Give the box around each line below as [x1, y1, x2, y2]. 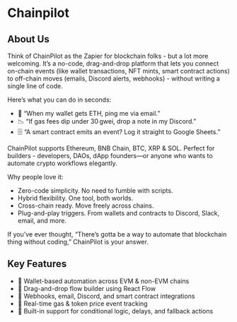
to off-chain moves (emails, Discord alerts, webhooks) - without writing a [7, 74, 221, 83]
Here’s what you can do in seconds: [7, 95, 112, 104]
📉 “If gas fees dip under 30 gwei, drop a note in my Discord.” [17, 117, 197, 125]
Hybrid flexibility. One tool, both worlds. [17, 194, 134, 202]
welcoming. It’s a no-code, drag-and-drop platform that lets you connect [7, 59, 219, 68]
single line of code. [7, 82, 63, 90]
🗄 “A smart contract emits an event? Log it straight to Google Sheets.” [17, 128, 221, 136]
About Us [7, 33, 50, 45]
